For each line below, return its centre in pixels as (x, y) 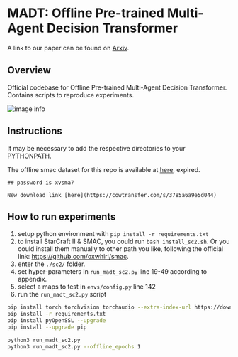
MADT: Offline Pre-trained (86, 13)
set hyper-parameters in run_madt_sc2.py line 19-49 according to (112, 272)
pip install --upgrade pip (47, 327)
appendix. (32, 279)
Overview (29, 70)
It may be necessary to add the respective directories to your (96, 148)
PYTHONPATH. (29, 156)
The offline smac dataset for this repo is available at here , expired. (104, 169)
